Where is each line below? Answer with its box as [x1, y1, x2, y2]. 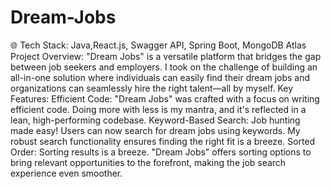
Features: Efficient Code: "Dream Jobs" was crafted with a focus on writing [10, 92, 320, 105]
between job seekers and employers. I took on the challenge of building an [10, 61, 318, 73]
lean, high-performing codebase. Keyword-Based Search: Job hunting [10, 114, 301, 126]
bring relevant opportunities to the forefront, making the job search [10, 156, 287, 168]
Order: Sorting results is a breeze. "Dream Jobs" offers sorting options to [10, 146, 312, 158]
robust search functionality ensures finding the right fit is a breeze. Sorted [10, 135, 316, 147]
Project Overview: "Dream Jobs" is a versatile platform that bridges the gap [10, 50, 322, 62]
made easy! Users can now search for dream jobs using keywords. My [10, 124, 301, 136]
